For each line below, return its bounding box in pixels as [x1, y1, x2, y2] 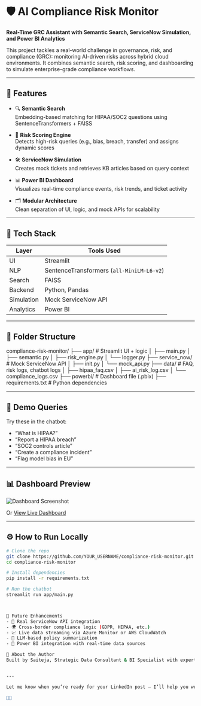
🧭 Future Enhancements [6, 613, 63, 619]
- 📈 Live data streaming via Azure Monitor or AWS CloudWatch [6, 629, 166, 635]
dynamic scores [14, 144, 55, 151]
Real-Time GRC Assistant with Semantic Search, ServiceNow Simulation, [6, 28, 191, 36]
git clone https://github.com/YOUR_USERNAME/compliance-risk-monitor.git [6, 554, 194, 560]
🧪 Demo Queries [6, 402, 68, 412]
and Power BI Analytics [6, 35, 65, 42]
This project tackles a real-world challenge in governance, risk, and [6, 46, 172, 54]
